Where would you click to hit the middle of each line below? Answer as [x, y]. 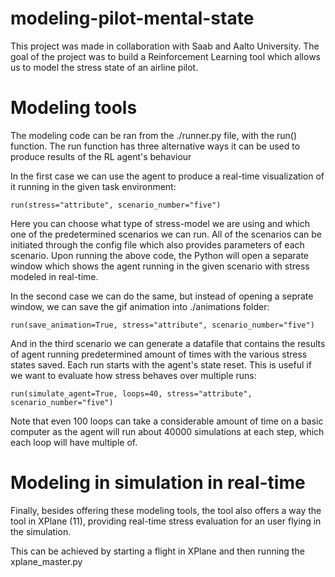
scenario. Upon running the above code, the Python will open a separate [160, 255]
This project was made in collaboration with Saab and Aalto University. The [165, 46]
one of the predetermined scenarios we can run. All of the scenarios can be [166, 234]
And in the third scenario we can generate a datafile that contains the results [168, 343]
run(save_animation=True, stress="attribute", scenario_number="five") [162, 325]
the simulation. [41, 531]
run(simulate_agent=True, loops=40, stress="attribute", [131, 393]
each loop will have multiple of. [74, 442]
